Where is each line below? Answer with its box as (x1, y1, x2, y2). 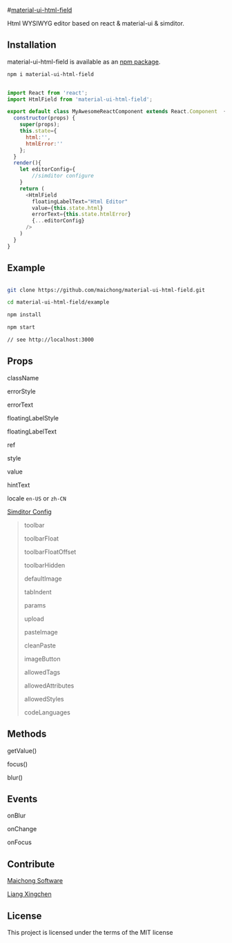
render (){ (13, 159, 41, 166)
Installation (7, 39, 57, 51)
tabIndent (23, 587, 52, 596)
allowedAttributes (23, 681, 75, 690)
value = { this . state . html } (32, 204, 104, 211)
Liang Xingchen (7, 890, 52, 898)
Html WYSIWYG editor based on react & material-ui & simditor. (7, 19, 185, 27)
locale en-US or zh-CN (7, 494, 67, 503)
